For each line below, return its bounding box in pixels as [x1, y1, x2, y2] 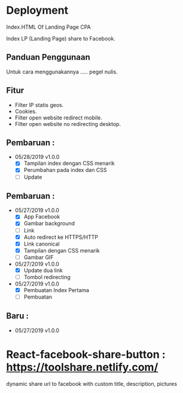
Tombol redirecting [23, 273, 71, 281]
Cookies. [14, 108, 37, 115]
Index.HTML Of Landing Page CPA [6, 23, 91, 30]
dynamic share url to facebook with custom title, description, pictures [6, 380, 178, 387]
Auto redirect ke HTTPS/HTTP [23, 234, 99, 241]
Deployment [6, 4, 69, 17]
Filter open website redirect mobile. [14, 114, 103, 121]
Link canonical [23, 240, 60, 247]
